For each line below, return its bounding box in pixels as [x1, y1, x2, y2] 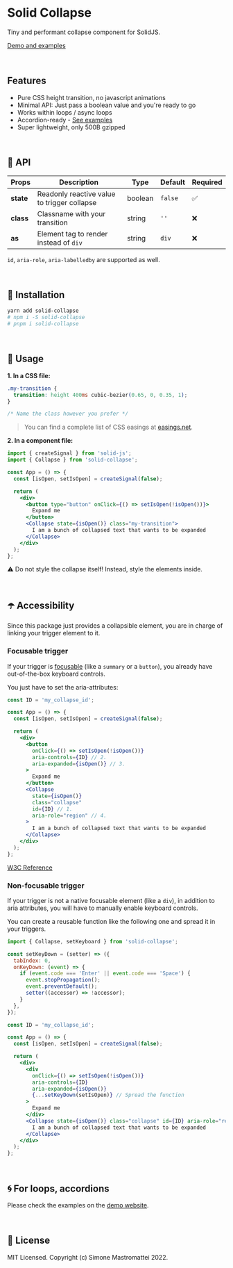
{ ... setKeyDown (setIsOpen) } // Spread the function [32, 1091, 185, 1099]
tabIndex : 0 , [13, 957, 51, 964]
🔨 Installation [7, 288, 65, 300]
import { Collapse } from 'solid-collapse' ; [7, 457, 138, 464]
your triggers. [7, 925, 46, 933]
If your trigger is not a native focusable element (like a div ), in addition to [7, 896, 215, 904]
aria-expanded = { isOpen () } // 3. [32, 760, 126, 767]
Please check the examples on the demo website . [7, 1201, 149, 1210]
